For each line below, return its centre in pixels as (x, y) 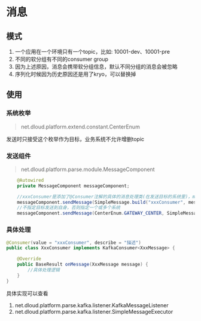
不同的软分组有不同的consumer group (62, 59)
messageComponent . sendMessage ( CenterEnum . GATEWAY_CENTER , (91, 213)
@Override (29, 259)
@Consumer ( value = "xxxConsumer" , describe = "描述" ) (74, 243)
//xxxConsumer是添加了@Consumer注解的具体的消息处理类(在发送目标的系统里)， (105, 197)
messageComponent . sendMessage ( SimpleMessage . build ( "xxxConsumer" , (101, 202)
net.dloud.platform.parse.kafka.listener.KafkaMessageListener (92, 305)
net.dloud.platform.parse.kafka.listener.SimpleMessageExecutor (94, 311)
